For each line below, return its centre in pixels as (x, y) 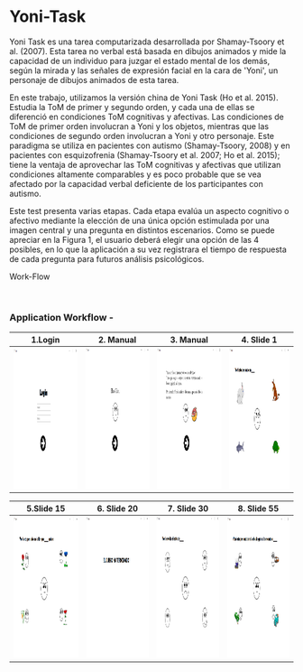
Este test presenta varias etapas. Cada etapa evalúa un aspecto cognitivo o (149, 210)
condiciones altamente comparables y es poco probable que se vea (135, 174)
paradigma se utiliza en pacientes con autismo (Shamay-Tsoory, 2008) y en (150, 145)
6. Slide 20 (117, 509)
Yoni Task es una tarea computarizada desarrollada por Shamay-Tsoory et (147, 42)
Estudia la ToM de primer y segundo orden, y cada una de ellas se (132, 107)
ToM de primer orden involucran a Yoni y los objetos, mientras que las (139, 126)
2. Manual (117, 340)
